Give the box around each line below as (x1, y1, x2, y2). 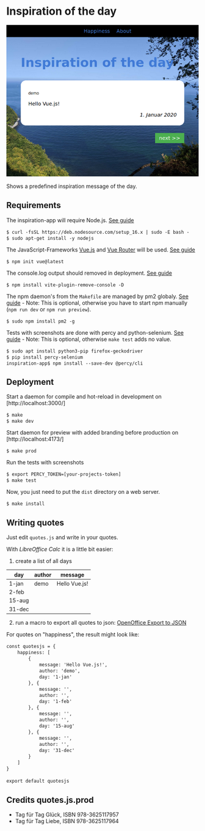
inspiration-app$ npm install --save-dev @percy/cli (6, 360, 143, 367)
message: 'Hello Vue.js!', (38, 662, 108, 668)
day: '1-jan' (38, 674, 72, 680)
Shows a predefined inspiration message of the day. (6, 182, 137, 190)
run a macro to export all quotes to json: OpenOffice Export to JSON (15, 619, 187, 627)
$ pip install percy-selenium (6, 354, 84, 360)
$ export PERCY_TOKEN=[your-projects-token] (6, 471, 121, 478)
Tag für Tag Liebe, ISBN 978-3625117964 (15, 817, 119, 824)
